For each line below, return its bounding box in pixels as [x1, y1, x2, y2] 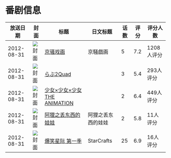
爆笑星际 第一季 [44, 137, 82, 144]
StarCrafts [88, 137, 112, 144]
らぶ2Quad [44, 70, 71, 77]
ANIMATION [44, 99, 74, 107]
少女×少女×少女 [44, 86, 82, 93]
